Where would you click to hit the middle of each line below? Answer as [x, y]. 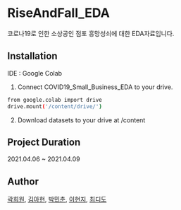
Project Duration [44, 142]
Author [23, 181]
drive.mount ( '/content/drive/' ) [55, 106]
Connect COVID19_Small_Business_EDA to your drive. [95, 87]
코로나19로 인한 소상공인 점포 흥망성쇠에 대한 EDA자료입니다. [91, 33]
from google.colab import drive [55, 100]
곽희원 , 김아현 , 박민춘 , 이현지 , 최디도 [57, 199]
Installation [32, 56]
